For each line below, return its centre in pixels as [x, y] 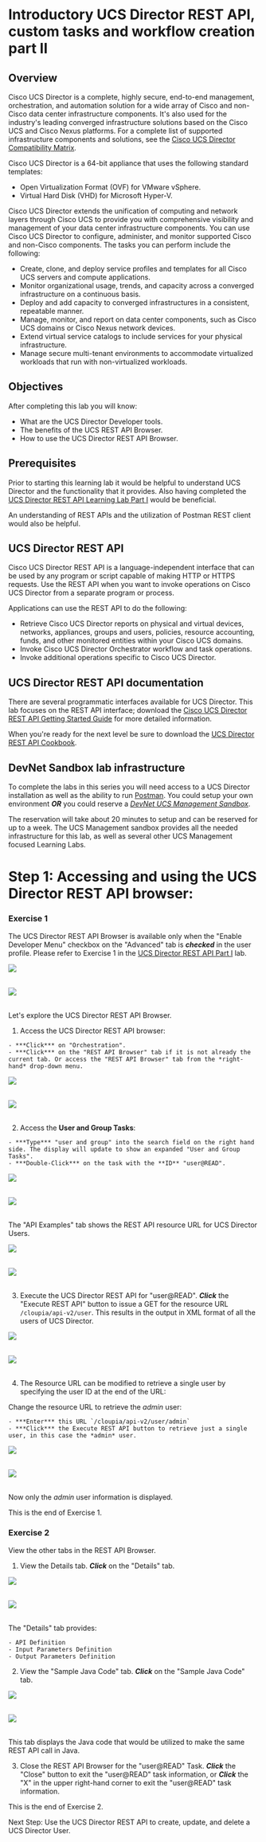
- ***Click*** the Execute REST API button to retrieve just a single [128, 1428]
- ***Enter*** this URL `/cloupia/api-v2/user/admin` [100, 1422]
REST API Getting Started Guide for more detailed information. [110, 719]
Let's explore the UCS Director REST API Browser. [90, 1015]
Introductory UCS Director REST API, [131, 15]
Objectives [36, 387]
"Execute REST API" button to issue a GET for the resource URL [124, 1304]
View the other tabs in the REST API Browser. [82, 1550]
